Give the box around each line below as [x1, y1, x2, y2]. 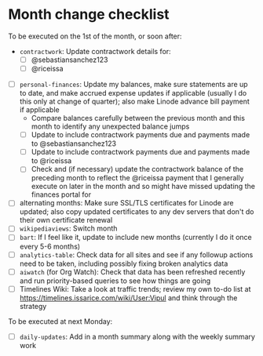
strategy [19, 301, 47, 311]
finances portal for [31, 190, 92, 199]
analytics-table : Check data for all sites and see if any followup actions [19, 249, 254, 260]
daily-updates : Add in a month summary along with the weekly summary [19, 332, 255, 341]
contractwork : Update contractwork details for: [19, 46, 171, 56]
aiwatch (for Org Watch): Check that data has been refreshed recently [19, 267, 246, 276]
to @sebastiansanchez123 [31, 139, 116, 148]
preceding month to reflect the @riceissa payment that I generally [31, 173, 245, 183]
